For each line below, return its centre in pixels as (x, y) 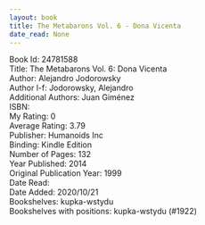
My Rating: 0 (33, 116)
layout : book (33, 17)
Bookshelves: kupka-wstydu (61, 202)
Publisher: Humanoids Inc (57, 136)
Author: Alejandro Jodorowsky (66, 79)
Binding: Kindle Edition (50, 145)
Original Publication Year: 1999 (66, 173)
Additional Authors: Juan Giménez (72, 97)
